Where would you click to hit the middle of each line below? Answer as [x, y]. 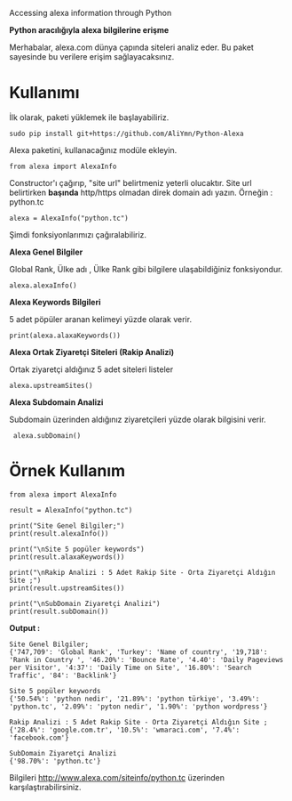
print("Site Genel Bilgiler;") [67, 526]
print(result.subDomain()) [59, 611]
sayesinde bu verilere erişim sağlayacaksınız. [92, 57]
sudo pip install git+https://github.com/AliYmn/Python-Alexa [126, 133]
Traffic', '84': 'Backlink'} [63, 676]
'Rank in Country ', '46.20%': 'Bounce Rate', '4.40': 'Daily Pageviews [146, 659]
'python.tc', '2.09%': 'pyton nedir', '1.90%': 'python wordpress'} [138, 707]
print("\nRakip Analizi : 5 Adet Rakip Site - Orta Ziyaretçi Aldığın [142, 572]
